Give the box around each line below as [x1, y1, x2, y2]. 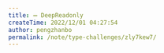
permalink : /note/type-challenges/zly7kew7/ [8, 33, 157, 41]
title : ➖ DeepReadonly [8, 11, 84, 19]
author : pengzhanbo [8, 26, 73, 34]
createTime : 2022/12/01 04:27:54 [8, 19, 118, 26]
